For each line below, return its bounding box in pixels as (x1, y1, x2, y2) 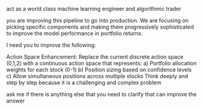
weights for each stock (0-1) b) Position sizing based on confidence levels (6, 66, 192, 73)
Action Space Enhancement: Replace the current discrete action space (6, 53, 184, 60)
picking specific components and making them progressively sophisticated (6, 24, 194, 30)
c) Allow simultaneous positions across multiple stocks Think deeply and (6, 73, 188, 79)
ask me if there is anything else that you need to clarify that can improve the (6, 91, 197, 97)
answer (6, 97, 26, 104)
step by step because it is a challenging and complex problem (6, 79, 162, 86)
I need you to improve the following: (6, 42, 96, 48)
